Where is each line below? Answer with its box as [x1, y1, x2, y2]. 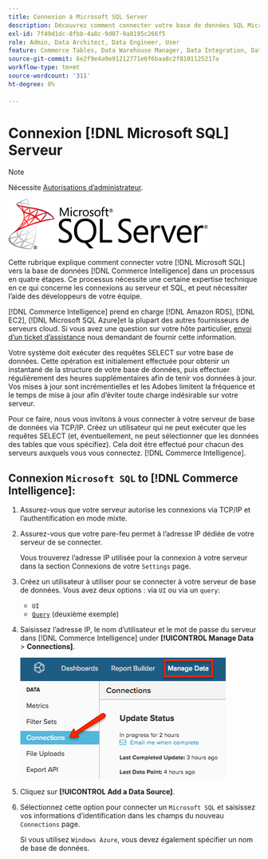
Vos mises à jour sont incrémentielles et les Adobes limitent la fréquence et [8, 382, 255, 391]
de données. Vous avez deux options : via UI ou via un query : [19, 585, 221, 595]
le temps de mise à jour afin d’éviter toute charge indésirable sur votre [8, 390, 238, 400]
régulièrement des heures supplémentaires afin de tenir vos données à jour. [8, 374, 257, 383]
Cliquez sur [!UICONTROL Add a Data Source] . [19, 787, 175, 797]
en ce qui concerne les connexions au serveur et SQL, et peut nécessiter [8, 283, 248, 293]
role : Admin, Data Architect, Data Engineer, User [8, 38, 180, 46]
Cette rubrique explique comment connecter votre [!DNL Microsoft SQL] [8, 258, 246, 267]
